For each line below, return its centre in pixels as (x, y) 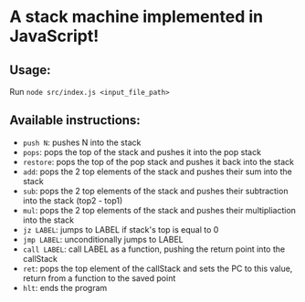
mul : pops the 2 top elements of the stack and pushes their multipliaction (159, 210)
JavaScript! (54, 36)
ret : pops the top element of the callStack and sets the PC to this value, (158, 268)
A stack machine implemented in (136, 17)
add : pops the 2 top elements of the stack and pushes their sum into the (157, 172)
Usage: (31, 70)
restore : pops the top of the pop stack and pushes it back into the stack (158, 161)
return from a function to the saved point (99, 278)
